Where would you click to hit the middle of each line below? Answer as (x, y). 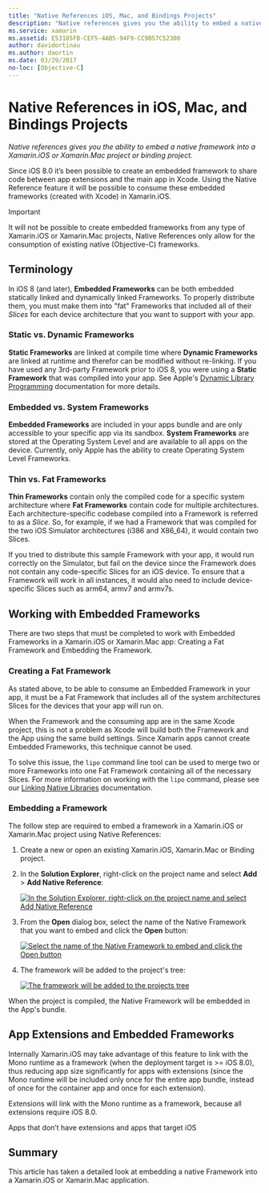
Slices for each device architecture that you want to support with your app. (132, 314)
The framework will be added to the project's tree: (102, 970)
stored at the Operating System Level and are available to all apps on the (128, 442)
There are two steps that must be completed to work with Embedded (122, 633)
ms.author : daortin (41, 53)
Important (24, 211)
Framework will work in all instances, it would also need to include (117, 580)
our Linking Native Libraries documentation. (80, 787)
